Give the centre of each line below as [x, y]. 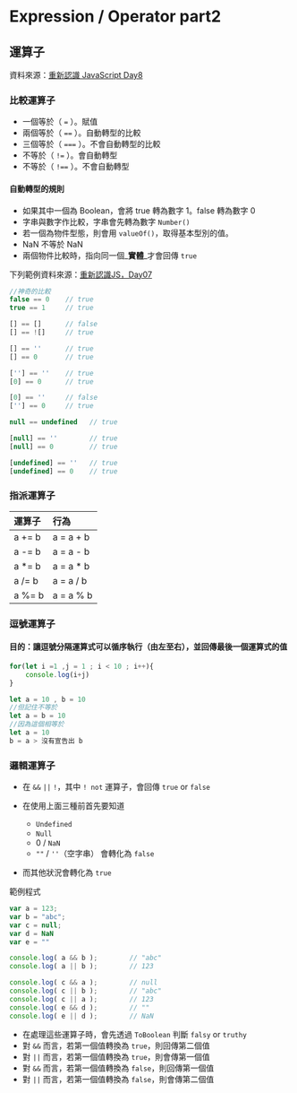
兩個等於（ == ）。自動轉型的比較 [81, 133]
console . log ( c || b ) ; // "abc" [86, 991]
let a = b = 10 [38, 716]
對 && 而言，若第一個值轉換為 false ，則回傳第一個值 [118, 1068]
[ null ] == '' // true [64, 438]
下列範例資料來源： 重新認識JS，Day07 [81, 274]
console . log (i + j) [58, 674]
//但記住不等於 [34, 707]
